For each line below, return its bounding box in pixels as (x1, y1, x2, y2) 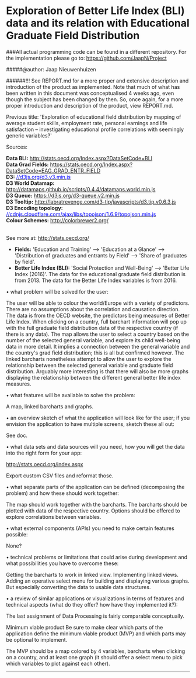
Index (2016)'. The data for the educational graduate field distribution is (14, 270, 185, 277)
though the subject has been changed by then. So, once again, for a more (6, 95, 184, 103)
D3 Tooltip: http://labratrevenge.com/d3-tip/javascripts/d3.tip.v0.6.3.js (6, 198, 176, 205)
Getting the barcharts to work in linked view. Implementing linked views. (6, 571, 179, 578)
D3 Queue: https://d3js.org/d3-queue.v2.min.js (6, 192, 120, 199)
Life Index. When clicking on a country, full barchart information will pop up (6, 318, 187, 325)
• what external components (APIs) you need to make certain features (6, 525, 175, 532)
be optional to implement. (6, 636, 68, 643)
